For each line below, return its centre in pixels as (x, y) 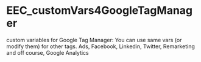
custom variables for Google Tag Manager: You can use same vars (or (94, 40)
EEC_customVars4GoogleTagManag (100, 11)
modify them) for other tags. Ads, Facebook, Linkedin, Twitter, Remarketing (100, 46)
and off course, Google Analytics (48, 52)
